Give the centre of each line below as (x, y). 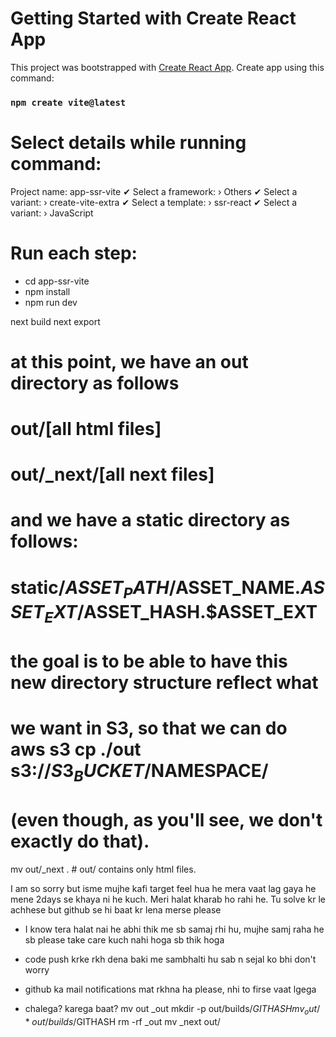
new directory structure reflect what (164, 683)
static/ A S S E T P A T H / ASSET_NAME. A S (167, 589)
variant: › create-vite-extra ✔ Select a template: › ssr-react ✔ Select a (154, 202)
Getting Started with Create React (153, 18)
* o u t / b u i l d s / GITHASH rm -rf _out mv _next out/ (122, 1021)
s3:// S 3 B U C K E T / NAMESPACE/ (139, 773)
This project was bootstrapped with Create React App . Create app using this (167, 67)
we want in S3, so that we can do (149, 728)
